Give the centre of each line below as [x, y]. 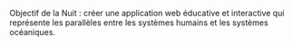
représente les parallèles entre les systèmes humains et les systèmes [139, 23]
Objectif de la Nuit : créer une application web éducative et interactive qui [147, 13]
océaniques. [33, 32]
